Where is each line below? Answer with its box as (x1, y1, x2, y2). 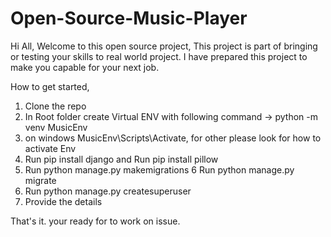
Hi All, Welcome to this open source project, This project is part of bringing (10, 40, 318, 52)
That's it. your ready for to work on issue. (10, 215, 181, 227)
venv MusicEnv (24, 121, 88, 133)
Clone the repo (24, 100, 87, 112)
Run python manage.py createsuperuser (24, 185, 192, 197)
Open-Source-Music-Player (10, 7, 248, 30)
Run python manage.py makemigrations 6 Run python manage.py (24, 163, 295, 176)
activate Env (24, 142, 77, 154)
